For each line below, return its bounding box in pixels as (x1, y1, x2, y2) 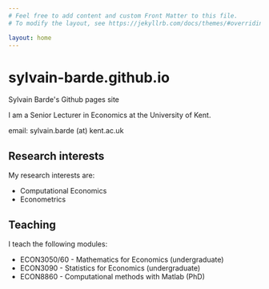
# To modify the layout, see (8, 19, 106, 27)
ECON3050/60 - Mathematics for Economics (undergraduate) (19, 254, 224, 264)
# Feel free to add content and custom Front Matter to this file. (8, 11, 239, 20)
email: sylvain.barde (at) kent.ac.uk (8, 126, 124, 136)
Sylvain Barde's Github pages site (8, 95, 120, 104)
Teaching (8, 218, 56, 231)
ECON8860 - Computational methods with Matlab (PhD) (19, 271, 206, 281)
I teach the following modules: (8, 238, 108, 249)
